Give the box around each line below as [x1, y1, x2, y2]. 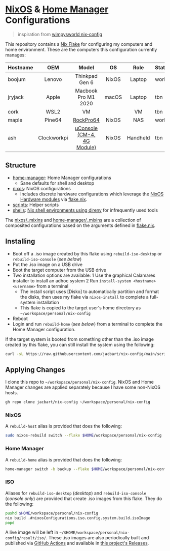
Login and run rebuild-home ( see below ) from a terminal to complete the [12, 321, 163, 327]
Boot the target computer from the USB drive [12, 267, 106, 273]
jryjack [8, 93, 24, 100]
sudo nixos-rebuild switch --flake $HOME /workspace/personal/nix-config [5, 433, 162, 438]
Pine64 [45, 116, 62, 123]
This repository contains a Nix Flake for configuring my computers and [5, 41, 153, 47]
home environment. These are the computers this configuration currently [5, 46, 157, 52]
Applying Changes [5, 365, 66, 374]
